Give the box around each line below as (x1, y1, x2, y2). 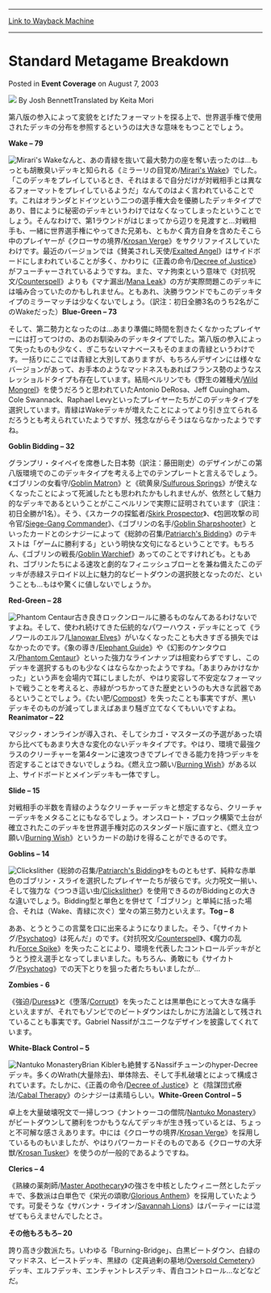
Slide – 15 (8, 786, 40, 795)
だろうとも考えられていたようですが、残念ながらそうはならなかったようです (8, 414, 262, 425)
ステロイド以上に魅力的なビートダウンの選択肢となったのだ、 (43, 569, 248, 579)
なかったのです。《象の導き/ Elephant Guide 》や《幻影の (8, 642, 192, 652)
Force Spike (18, 943, 58, 953)
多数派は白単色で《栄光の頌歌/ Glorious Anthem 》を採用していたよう (29, 1190, 257, 1200)
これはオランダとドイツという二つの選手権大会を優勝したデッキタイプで (21, 195, 262, 205)
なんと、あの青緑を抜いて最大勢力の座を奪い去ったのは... (61, 155, 252, 164)
